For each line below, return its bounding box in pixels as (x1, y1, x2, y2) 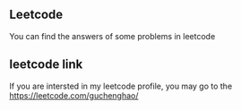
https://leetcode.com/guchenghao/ (9, 89, 139, 101)
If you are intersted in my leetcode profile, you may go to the (9, 80, 233, 91)
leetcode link (9, 57, 83, 72)
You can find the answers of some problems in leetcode (9, 30, 216, 41)
